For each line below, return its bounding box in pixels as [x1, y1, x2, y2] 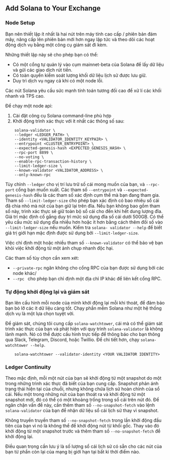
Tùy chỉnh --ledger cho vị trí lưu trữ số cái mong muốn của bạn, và [5, 181, 145, 187]
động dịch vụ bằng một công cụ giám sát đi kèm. [5, 42, 108, 48]
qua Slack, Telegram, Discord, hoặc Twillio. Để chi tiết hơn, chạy [5, 336, 140, 343]
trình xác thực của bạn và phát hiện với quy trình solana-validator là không [5, 325, 163, 332]
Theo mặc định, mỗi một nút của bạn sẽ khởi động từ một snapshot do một [5, 375, 161, 381]
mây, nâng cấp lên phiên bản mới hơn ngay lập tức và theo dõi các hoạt [5, 36, 155, 42]
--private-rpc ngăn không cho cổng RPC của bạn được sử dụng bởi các [12, 264, 164, 271]
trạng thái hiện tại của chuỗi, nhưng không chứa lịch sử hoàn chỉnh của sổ [5, 386, 160, 392]
